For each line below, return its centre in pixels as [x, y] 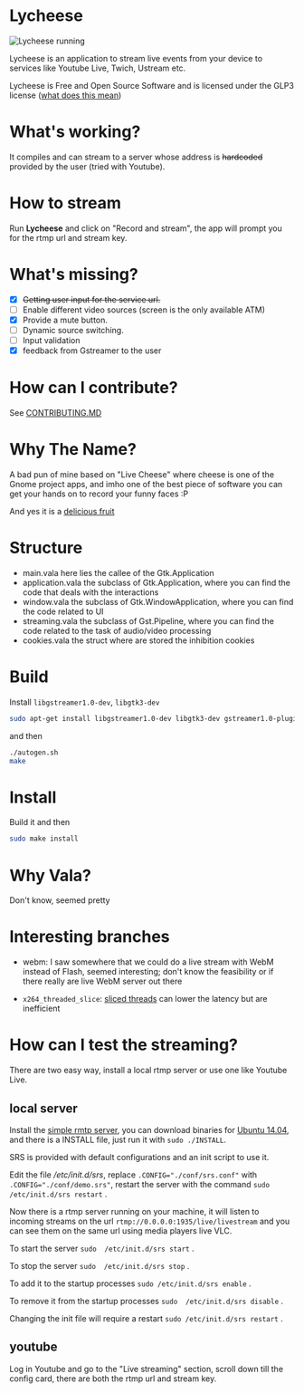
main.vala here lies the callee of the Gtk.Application [118, 572]
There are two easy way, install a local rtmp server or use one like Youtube [148, 1071]
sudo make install [44, 839]
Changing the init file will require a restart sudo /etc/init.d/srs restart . [146, 1318]
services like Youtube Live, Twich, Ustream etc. [98, 68]
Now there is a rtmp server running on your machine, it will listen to [134, 1211]
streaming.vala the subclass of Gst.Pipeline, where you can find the [148, 620]
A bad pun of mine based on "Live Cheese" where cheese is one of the [142, 475]
